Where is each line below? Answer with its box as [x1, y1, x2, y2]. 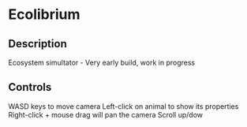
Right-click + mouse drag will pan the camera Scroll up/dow [8, 110, 204, 119]
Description [8, 37, 67, 50]
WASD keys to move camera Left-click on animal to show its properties [8, 101, 239, 111]
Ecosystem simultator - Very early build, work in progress [8, 58, 196, 67]
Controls [8, 80, 52, 94]
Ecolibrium [8, 6, 80, 24]
